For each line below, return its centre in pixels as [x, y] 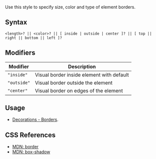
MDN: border [25, 147]
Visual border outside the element [74, 82]
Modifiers [20, 53]
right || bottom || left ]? [34, 38]
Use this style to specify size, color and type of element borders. [70, 7]
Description [82, 66]
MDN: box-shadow [31, 152]
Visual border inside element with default [82, 75]
